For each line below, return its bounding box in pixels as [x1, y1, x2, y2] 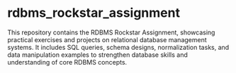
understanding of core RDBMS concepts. [7, 58, 128, 66]
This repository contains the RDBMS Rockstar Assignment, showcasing [7, 28, 215, 36]
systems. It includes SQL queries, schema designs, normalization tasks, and [7, 43, 230, 51]
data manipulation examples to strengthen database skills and [7, 51, 188, 59]
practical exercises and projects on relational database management [7, 35, 207, 44]
